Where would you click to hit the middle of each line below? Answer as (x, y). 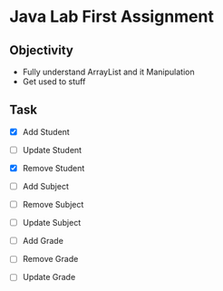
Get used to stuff (54, 82)
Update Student (52, 150)
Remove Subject (53, 205)
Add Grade (43, 241)
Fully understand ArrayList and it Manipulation (108, 72)
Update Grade (49, 277)
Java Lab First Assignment (112, 17)
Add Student (46, 131)
